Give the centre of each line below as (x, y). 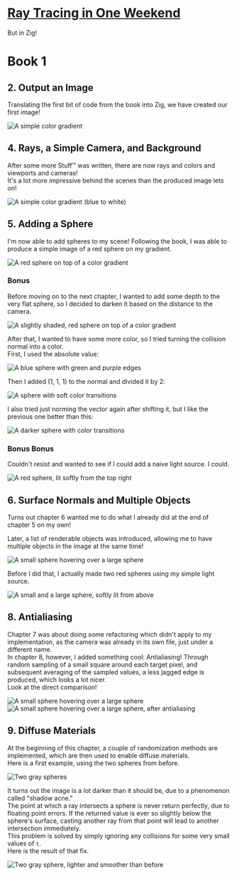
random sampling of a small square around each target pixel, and (103, 664)
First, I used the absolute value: (53, 354)
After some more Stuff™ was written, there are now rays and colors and (111, 165)
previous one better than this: (50, 416)
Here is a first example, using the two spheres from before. (93, 763)
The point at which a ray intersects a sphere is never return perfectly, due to (118, 805)
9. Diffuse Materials (52, 731)
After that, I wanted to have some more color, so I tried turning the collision (116, 339)
